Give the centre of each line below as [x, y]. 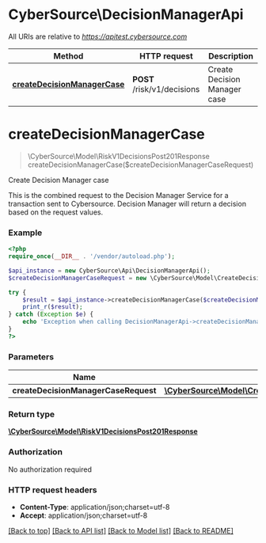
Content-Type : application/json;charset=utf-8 [95, 507]
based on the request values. [56, 212]
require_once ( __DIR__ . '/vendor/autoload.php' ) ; [92, 256]
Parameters [31, 356]
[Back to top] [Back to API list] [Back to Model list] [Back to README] [121, 530]
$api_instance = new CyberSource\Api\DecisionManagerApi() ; [110, 271]
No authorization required [50, 469]
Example [25, 233]
